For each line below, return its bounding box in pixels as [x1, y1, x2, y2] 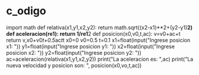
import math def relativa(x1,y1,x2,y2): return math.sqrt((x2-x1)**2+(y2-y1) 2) [6, 24, 193, 31]
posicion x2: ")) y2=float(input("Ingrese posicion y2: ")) [6, 49, 141, 56]
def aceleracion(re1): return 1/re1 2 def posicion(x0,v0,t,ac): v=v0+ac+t [6, 30, 181, 37]
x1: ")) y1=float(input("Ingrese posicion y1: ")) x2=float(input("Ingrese [6, 43, 175, 50]
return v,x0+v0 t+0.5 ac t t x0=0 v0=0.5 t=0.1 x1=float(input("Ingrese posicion [6, 36, 191, 43]
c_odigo [6, 4, 46, 18]
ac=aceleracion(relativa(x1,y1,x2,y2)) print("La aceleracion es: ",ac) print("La [6, 55, 194, 62]
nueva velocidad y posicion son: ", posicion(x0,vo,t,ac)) [6, 61, 142, 69]
